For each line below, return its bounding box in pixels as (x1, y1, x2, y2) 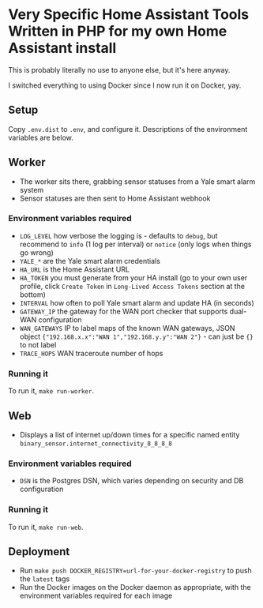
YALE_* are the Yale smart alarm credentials (19, 256, 160, 265)
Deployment (8, 545, 70, 558)
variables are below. (8, 133, 73, 142)
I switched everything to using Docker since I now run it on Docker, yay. (8, 81, 242, 90)
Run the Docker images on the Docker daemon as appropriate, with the (19, 583, 251, 592)
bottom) (19, 290, 46, 299)
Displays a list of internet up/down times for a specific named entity (19, 430, 240, 439)
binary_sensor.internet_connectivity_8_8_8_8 (19, 440, 172, 448)
